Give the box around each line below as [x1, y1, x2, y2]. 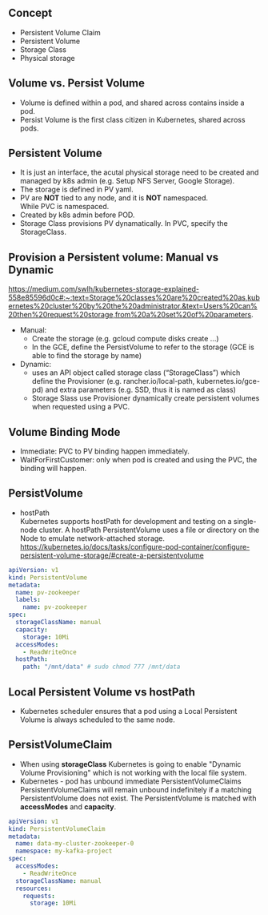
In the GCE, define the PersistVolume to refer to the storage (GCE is [31, 342, 254, 352]
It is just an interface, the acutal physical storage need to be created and [19, 167, 259, 177]
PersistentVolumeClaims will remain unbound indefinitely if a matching [19, 784, 252, 794]
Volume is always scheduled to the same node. [19, 715, 175, 724]
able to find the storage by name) [31, 351, 142, 361]
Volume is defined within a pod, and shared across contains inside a [19, 98, 245, 107]
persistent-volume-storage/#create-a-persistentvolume [19, 550, 204, 560]
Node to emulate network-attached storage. [19, 533, 166, 543]
